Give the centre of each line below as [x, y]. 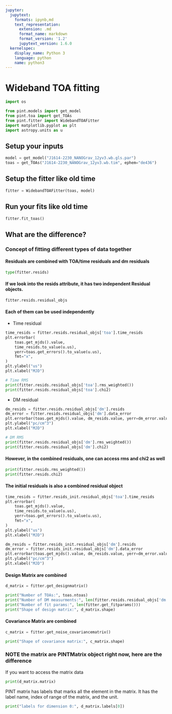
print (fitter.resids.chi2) [34, 474]
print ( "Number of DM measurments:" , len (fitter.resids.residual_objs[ [82, 600]
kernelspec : [23, 48]
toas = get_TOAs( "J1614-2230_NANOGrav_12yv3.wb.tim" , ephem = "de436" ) [81, 163]
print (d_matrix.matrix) [31, 682]
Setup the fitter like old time [50, 179]
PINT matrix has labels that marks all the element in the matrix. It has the [82, 691]
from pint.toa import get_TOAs [39, 116]
